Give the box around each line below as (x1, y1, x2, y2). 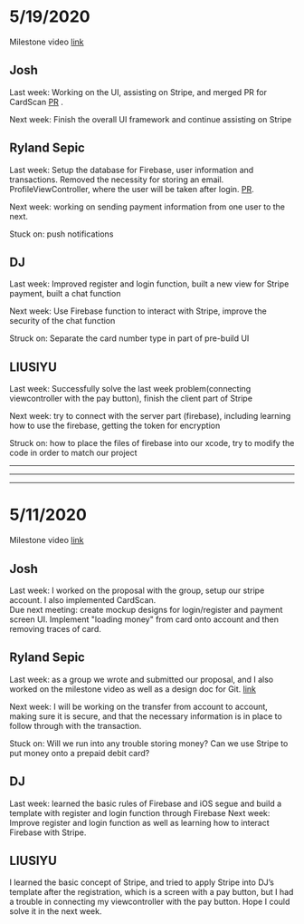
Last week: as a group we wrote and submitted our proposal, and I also (9, 674, 274, 685)
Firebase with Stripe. (9, 827, 87, 838)
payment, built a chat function (9, 288, 121, 299)
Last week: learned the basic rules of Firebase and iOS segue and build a (9, 798, 282, 809)
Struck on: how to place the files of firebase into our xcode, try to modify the (9, 438, 295, 449)
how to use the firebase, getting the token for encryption (9, 420, 221, 432)
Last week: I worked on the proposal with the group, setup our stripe (9, 585, 265, 596)
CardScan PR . (9, 96, 63, 107)
